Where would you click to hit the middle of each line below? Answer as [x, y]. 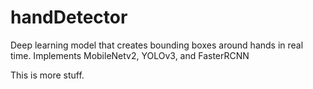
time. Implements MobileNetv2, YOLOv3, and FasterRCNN [130, 55]
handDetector [69, 17]
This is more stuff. [47, 75]
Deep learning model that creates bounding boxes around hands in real [157, 45]
